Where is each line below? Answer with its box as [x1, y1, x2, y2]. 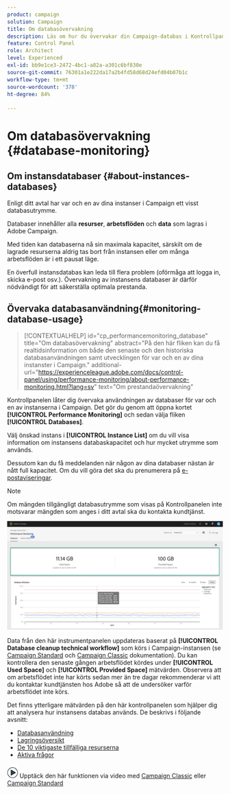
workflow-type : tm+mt [7, 76, 69, 83]
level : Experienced [7, 55, 63, 62]
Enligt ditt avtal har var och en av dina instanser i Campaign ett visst [7, 199, 199, 207]
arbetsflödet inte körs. [7, 687, 70, 696]
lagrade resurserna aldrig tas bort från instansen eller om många [7, 248, 190, 256]
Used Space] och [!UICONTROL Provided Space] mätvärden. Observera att [7, 666, 222, 674]
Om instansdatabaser [7, 170, 101, 182]
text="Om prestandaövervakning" [98, 382, 194, 390]
